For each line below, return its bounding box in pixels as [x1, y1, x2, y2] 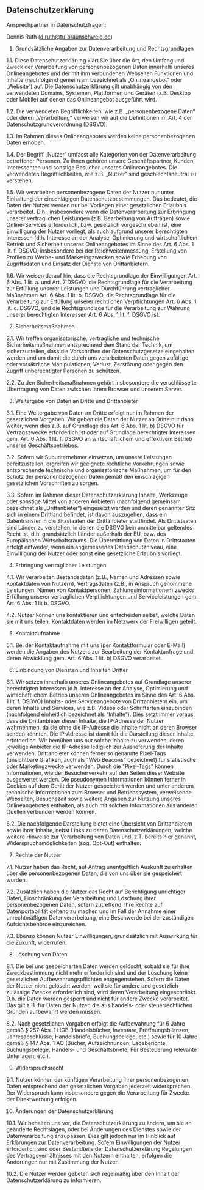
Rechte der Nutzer [15, 851, 62, 859]
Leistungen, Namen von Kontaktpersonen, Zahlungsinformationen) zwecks [6, 586, 194, 594]
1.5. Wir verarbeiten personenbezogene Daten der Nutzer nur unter [6, 188, 175, 196]
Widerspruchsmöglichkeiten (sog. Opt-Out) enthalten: [6, 839, 142, 846]
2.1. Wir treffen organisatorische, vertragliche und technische [6, 334, 160, 342]
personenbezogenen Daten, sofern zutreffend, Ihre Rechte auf [6, 901, 163, 908]
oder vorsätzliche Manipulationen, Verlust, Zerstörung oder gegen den [6, 360, 183, 368]
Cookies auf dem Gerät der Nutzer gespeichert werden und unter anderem [6, 782, 194, 789]
